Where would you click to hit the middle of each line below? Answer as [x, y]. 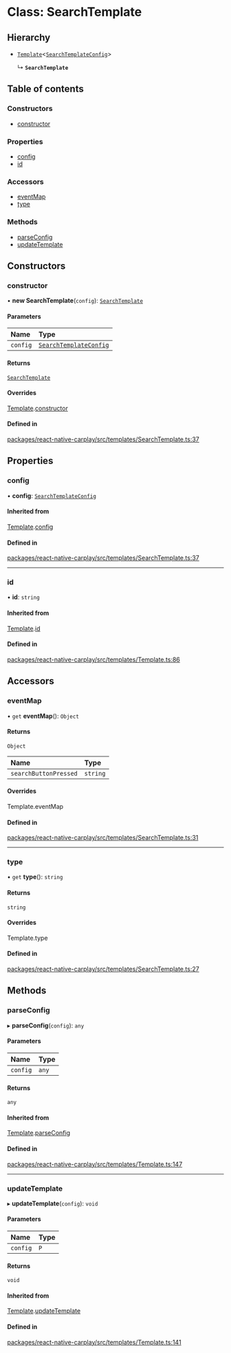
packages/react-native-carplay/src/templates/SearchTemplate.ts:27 [103, 969]
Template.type [27, 938]
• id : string [23, 597]
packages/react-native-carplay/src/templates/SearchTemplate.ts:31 [103, 838]
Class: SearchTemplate [75, 12]
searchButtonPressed [44, 773]
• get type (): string [35, 877]
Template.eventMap [35, 806]
